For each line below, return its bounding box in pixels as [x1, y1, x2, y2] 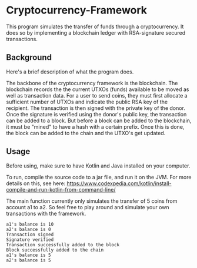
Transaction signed [6, 232, 54, 237]
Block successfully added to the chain [6, 247, 104, 253]
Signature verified [6, 236, 54, 243]
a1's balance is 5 [6, 252, 51, 258]
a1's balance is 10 [6, 221, 54, 227]
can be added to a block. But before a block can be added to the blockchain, [6, 117, 192, 124]
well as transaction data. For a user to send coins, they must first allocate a [6, 92, 188, 99]
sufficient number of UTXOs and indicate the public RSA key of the [6, 98, 168, 105]
